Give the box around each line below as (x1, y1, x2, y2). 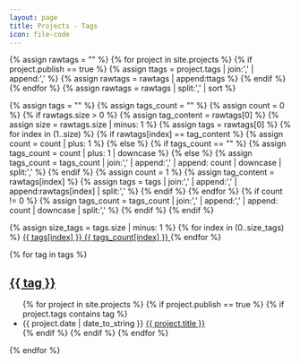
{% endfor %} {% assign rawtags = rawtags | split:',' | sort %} (9, 82, 236, 94)
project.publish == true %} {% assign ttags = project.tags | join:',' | (9, 64, 254, 74)
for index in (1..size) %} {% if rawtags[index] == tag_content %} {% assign (9, 129, 284, 140)
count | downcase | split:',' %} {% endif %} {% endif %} (9, 205, 215, 216)
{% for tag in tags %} (9, 249, 88, 260)
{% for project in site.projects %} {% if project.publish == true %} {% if (21, 299, 285, 310)
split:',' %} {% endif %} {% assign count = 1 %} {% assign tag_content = (9, 167, 275, 177)
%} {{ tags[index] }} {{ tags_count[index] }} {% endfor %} (9, 232, 222, 243)
